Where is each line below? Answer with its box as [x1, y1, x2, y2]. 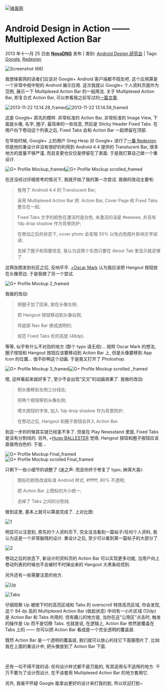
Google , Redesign [5, 56, 42, 62]
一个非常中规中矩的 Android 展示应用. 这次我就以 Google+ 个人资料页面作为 [5, 82, 160, 88]
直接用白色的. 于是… [5, 441, 47, 447]
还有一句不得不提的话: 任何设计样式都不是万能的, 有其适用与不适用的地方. [5, 663, 155, 669]
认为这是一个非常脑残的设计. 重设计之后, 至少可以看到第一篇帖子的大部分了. [5, 535, 159, 541]
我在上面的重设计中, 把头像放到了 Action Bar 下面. [5, 643, 107, 649]
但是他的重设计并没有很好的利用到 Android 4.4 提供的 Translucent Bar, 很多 [5, 144, 159, 150]
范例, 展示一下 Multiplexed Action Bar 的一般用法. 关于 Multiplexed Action [5, 88, 155, 94]
